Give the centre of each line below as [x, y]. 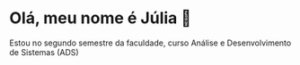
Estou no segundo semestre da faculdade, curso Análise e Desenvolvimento [150, 43]
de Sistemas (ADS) [44, 52]
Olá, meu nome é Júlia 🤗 [100, 18]
